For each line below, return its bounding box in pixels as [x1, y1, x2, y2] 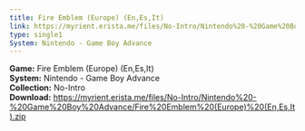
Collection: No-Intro [9, 82, 86, 93]
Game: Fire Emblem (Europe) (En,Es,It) [9, 63, 154, 74]
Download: [9, 92, 52, 103]
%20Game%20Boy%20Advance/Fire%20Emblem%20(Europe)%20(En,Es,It [9, 101, 296, 113]
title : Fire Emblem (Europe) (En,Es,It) [9, 13, 165, 23]
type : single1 [9, 30, 64, 39]
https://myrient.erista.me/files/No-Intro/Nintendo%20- [53, 92, 257, 103]
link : [9, 22, 30, 31]
